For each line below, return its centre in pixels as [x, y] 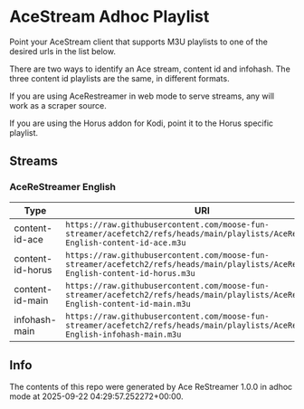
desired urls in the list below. [62, 51]
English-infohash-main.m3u [123, 334]
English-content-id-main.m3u [128, 304]
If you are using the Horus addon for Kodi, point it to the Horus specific [142, 123]
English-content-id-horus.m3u [131, 273]
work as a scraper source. [58, 105]
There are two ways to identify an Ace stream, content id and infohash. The [150, 69]
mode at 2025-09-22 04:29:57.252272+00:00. [96, 396]
